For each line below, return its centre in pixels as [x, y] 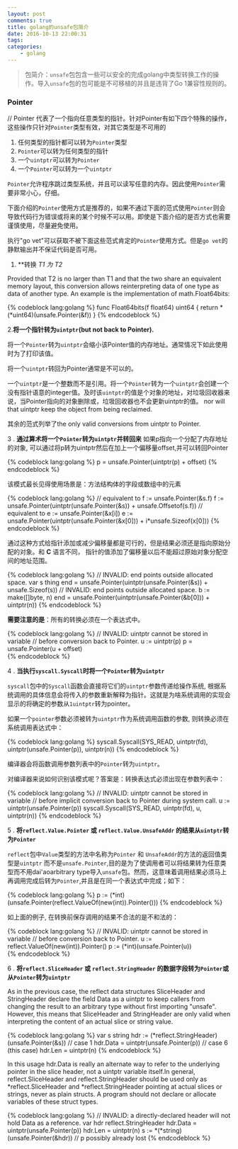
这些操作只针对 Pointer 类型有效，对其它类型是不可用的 [87, 128]
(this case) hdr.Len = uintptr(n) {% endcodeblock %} [84, 1051]
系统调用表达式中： [35, 728]
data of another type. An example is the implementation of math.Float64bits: [119, 294]
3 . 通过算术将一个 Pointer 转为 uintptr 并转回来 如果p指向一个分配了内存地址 [118, 439]
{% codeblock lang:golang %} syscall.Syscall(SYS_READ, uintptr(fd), [108, 742]
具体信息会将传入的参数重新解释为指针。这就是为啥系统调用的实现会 [131, 695]
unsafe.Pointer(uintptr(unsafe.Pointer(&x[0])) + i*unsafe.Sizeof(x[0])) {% [113, 521]
